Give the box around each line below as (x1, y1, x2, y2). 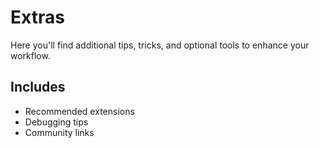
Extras (10, 6, 65, 29)
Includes (10, 79, 66, 96)
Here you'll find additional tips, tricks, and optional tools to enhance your (10, 39, 310, 51)
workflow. (10, 49, 51, 61)
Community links (24, 126, 95, 138)
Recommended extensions (24, 105, 135, 117)
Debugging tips (24, 116, 89, 128)
